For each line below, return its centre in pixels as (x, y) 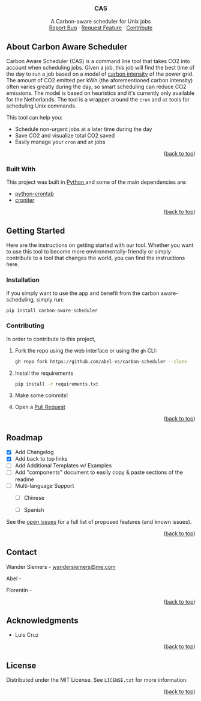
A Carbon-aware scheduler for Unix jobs (101, 22)
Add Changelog (34, 452)
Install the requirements (44, 373)
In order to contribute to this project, (51, 339)
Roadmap (25, 438)
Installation (23, 280)
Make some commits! (41, 395)
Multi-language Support (44, 485)
